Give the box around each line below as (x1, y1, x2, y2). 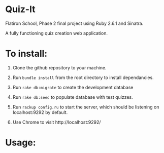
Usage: (5, 137, 37, 148)
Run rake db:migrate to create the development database (12, 84, 134, 90)
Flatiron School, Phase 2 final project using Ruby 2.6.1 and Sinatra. (5, 20, 144, 26)
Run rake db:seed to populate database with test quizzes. (12, 94, 133, 100)
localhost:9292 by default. (12, 109, 68, 115)
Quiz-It (5, 4, 36, 15)
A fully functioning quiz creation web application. (5, 30, 108, 36)
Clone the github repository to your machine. (12, 64, 107, 70)
